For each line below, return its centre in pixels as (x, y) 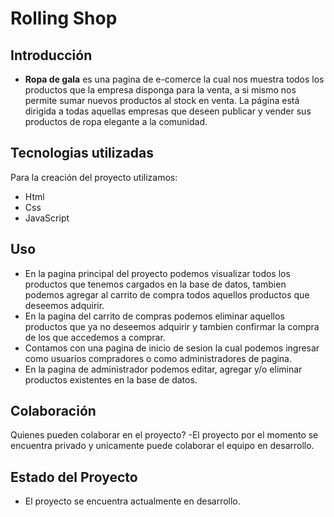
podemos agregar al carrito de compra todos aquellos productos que (167, 294)
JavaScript (47, 218)
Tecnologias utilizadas (82, 153)
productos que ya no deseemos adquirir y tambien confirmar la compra (172, 326)
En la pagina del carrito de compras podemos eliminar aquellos (154, 316)
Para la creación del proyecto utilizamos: (94, 177)
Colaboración (53, 411)
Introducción (51, 55)
